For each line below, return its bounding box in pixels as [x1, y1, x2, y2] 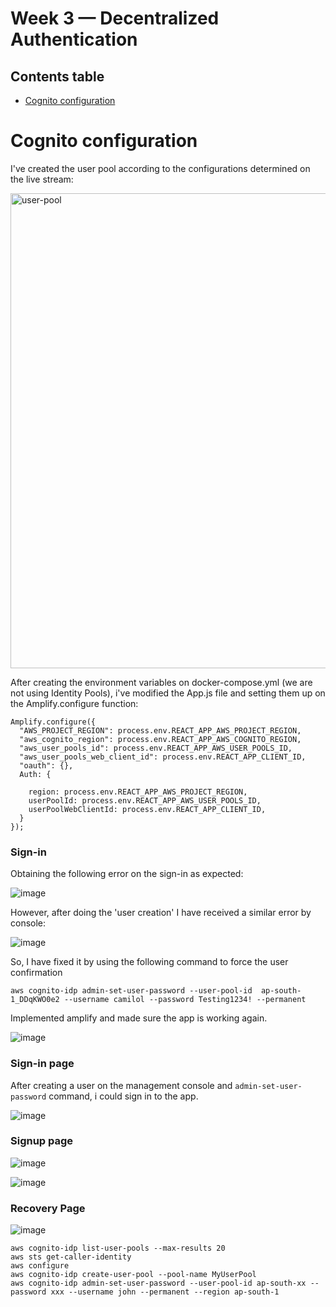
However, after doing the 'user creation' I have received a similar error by [10, 907, 312, 919]
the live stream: [10, 173, 74, 185]
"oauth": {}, [19, 760, 74, 771]
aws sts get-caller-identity [10, 1252, 132, 1262]
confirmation [10, 967, 63, 979]
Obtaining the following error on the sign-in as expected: [10, 868, 244, 880]
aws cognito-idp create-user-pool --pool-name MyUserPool [10, 1270, 257, 1280]
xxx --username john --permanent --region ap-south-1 [50, 1287, 280, 1297]
